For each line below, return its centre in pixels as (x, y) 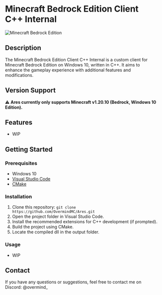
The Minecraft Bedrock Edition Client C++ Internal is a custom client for (76, 60)
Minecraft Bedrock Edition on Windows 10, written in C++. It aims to (73, 65)
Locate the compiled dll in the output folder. (56, 232)
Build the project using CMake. (43, 227)
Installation (19, 197)
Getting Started (29, 149)
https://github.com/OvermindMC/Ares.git (53, 212)
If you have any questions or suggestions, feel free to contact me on (73, 282)
